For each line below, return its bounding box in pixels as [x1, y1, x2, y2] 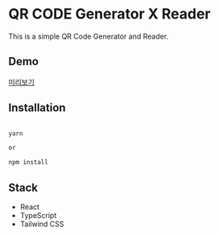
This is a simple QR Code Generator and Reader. [8, 31, 169, 41]
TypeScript [19, 211, 57, 220]
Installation [8, 101, 66, 115]
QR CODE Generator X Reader [8, 5, 211, 23]
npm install [8, 159, 48, 167]
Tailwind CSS [19, 219, 64, 229]
